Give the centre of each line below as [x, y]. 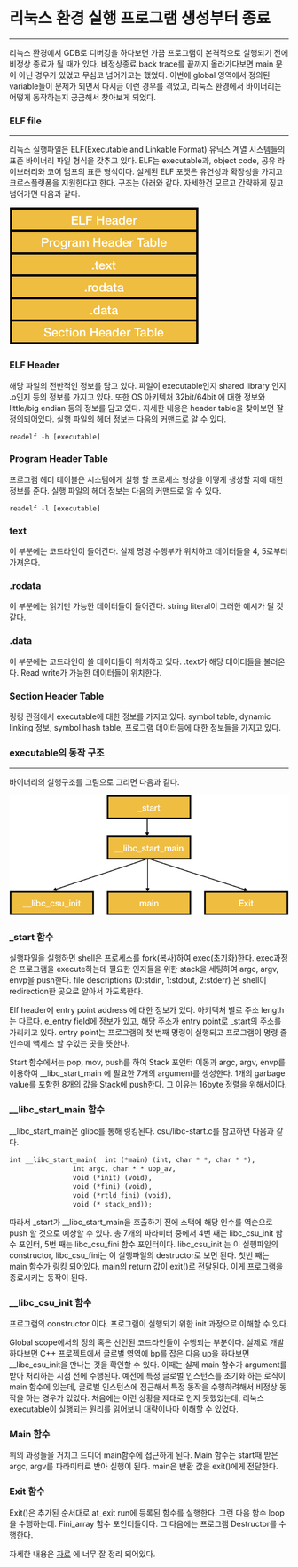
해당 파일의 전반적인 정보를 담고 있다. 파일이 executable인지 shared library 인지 [148, 385]
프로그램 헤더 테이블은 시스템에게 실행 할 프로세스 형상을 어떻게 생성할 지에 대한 [146, 479]
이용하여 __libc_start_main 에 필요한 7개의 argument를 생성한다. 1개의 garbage [147, 1073]
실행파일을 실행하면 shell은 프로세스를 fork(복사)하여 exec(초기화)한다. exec [141, 958]
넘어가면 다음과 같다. [45, 194]
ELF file [25, 121]
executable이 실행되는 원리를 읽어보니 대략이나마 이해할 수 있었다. [124, 1409]
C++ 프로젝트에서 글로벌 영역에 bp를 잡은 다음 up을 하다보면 [145, 1353]
